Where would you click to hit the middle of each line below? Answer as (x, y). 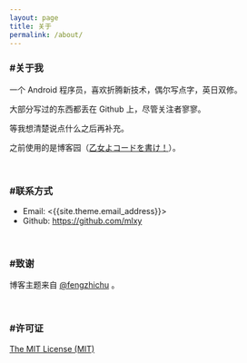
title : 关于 (30, 26)
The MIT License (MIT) (52, 348)
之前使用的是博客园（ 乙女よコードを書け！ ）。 (95, 147)
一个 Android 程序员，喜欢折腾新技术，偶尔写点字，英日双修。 (126, 89)
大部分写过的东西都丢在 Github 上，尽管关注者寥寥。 (108, 109)
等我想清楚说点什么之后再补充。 (69, 128)
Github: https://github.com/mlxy (82, 221)
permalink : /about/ (46, 34)
